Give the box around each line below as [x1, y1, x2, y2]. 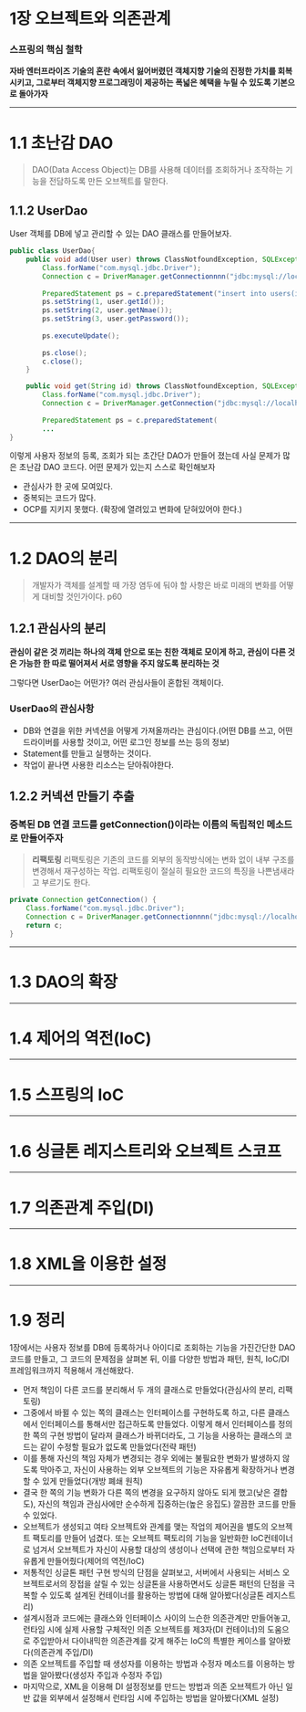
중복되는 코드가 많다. [22, 492, 97, 503]
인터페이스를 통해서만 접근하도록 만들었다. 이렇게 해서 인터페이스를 [39, 1419, 276, 1430]
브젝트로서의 [22, 1579, 68, 1590]
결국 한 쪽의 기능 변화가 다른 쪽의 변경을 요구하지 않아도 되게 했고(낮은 [22, 1487, 271, 1498]
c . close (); [42, 357, 84, 366]
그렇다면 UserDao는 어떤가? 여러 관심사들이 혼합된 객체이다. [9, 677, 224, 688]
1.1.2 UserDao [9, 203, 88, 218]
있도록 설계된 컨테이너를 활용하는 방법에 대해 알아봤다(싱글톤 [49, 1590, 264, 1601]
